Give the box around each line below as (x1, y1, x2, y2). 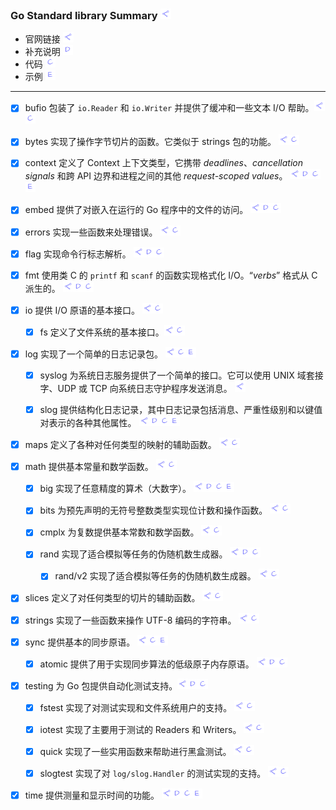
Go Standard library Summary (10, 8, 158, 22)
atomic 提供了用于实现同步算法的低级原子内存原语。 (39, 658, 255, 670)
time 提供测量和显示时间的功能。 (24, 789, 160, 802)
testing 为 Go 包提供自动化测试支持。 (24, 679, 178, 692)
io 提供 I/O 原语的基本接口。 (24, 304, 140, 316)
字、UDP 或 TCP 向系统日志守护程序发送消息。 (39, 382, 233, 394)
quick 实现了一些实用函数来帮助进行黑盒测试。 (39, 745, 232, 757)
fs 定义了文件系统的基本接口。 (39, 326, 165, 338)
